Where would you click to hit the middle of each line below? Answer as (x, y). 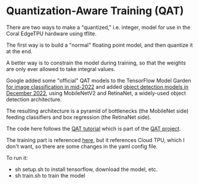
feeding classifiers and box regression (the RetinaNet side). (79, 117)
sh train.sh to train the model (50, 175)
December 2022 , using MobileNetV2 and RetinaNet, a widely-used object (96, 93)
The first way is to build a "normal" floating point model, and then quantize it (99, 45)
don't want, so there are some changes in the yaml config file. (82, 146)
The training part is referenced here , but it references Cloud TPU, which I (96, 140)
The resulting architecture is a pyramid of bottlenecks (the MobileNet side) (97, 111)
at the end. (19, 51)
